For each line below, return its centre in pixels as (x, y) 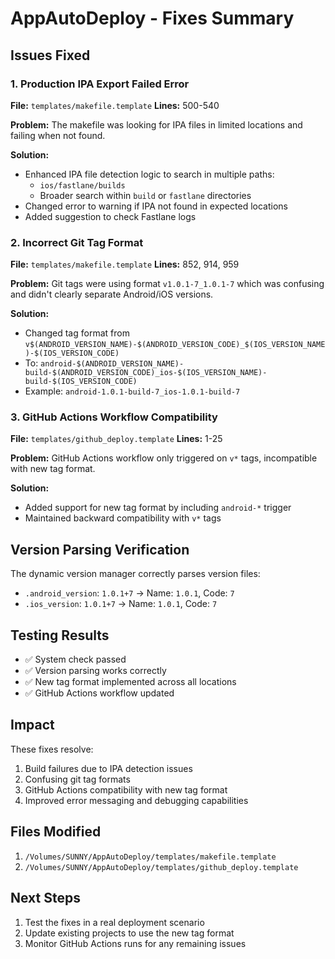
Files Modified (56, 832)
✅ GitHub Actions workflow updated (99, 693)
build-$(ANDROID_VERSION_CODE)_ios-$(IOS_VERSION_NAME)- (146, 373)
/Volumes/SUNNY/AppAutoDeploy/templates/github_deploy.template (161, 867)
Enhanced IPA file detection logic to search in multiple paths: (149, 174)
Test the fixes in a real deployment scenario (114, 922)
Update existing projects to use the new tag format (129, 933)
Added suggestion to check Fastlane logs (110, 216)
